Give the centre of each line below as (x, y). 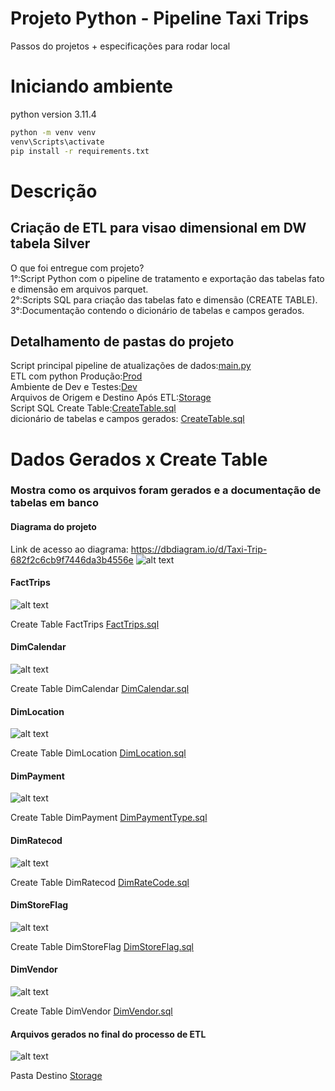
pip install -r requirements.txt (80, 151)
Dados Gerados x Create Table (139, 459)
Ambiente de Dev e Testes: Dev (74, 387)
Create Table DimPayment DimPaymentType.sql (109, 818)
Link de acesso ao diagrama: (69, 549)
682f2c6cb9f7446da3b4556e (72, 559)
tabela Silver (50, 243)
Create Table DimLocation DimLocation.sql (98, 753)
